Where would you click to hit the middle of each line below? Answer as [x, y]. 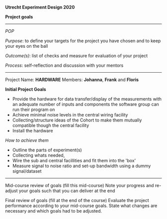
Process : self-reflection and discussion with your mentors [64, 65]
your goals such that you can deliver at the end [67, 191]
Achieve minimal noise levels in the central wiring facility [70, 115]
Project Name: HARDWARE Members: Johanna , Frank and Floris [72, 80]
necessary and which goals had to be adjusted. [54, 211]
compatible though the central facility [51, 125]
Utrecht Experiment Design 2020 [40, 7]
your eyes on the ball [27, 46]
